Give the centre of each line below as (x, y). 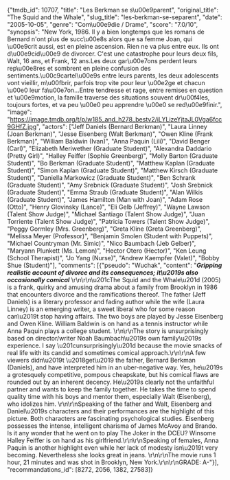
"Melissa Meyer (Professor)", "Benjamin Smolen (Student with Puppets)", (110, 236)
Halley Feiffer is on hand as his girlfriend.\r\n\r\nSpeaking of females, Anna (113, 440)
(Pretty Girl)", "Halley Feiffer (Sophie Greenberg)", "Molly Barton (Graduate (113, 156)
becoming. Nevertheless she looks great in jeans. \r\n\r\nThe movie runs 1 (112, 455)
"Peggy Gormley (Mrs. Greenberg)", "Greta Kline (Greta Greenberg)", (104, 229)
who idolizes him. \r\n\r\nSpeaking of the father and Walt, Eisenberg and (110, 404)
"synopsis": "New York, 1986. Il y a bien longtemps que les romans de (106, 32)
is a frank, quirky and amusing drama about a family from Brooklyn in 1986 (112, 287)
